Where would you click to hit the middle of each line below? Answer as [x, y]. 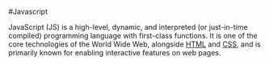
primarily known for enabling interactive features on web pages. [115, 53]
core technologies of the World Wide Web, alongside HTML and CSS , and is [134, 44]
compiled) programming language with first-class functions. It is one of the [133, 36]
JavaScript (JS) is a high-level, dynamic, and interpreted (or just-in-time [128, 27]
